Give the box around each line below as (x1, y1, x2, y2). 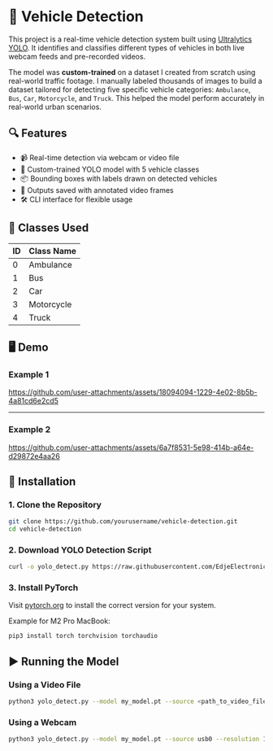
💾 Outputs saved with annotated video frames (19, 185, 174, 194)
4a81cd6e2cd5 (8, 396, 59, 406)
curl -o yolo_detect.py (8, 563, 89, 571)
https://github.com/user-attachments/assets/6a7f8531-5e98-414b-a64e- (8, 443, 254, 452)
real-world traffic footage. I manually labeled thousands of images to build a (8, 76, 262, 85)
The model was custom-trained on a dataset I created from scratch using (8, 67, 256, 76)
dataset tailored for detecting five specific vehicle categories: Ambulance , (8, 85, 251, 94)
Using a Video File (8, 679, 81, 690)
